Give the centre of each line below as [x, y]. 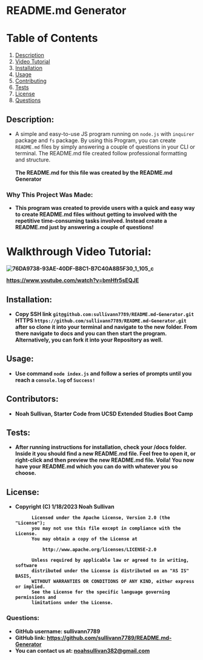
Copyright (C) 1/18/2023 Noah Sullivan [65, 507]
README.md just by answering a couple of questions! [84, 227]
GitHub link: [30, 638]
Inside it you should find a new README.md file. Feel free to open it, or [105, 454]
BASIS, [23, 576]
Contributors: [32, 399]
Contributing [31, 81]
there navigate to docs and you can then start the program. [91, 333]
